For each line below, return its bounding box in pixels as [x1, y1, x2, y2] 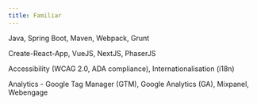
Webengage [8, 88, 48, 97]
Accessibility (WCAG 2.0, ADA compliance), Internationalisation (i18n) [8, 64, 236, 73]
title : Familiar [8, 11, 62, 20]
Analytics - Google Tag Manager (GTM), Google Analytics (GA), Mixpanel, [8, 79, 250, 88]
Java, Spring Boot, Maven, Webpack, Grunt [8, 33, 150, 43]
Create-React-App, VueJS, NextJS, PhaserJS [8, 48, 156, 58]
